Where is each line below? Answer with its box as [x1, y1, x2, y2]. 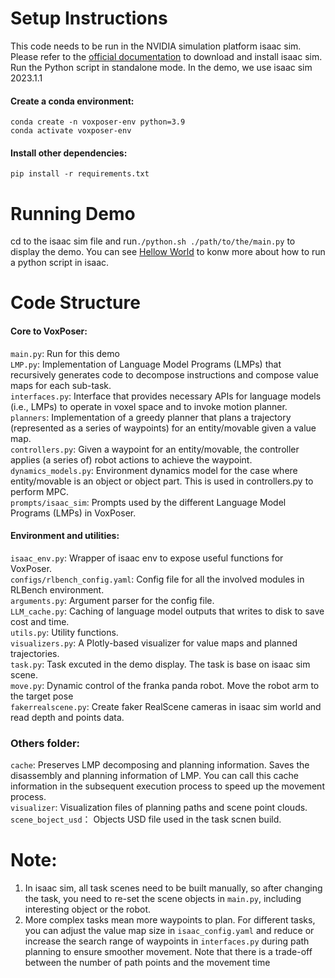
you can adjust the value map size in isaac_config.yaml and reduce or [24, 925, 315, 937]
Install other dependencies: [10, 147, 128, 159]
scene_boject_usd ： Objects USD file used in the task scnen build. [10, 813, 282, 826]
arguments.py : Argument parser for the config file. [10, 594, 215, 606]
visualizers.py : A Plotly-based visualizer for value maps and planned [10, 637, 298, 649]
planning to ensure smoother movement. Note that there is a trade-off [24, 946, 313, 958]
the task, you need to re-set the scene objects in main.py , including [24, 893, 302, 905]
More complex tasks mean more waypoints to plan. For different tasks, [24, 914, 316, 926]
